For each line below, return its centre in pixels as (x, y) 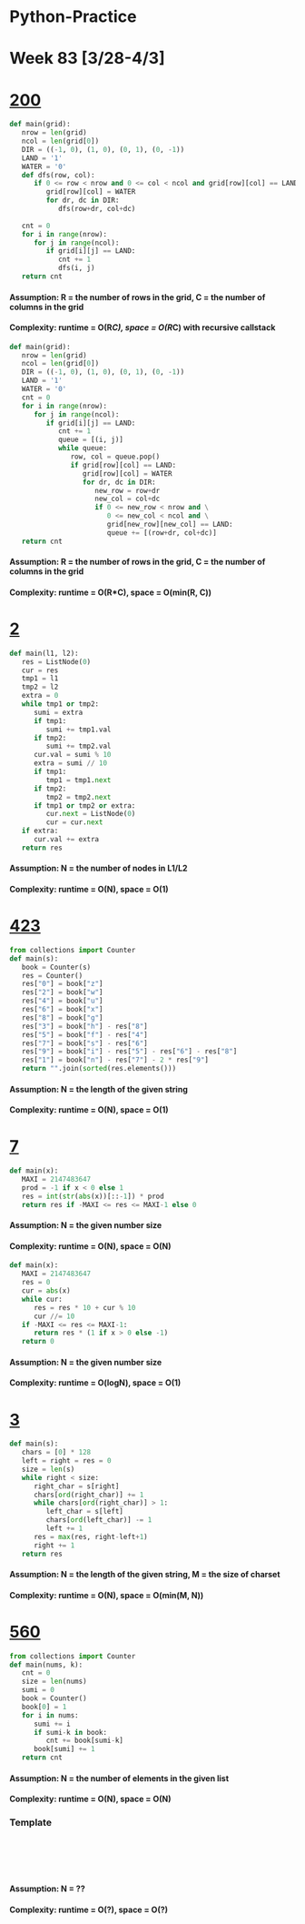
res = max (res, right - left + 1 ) (90, 1536)
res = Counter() (52, 975)
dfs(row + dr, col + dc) (97, 209)
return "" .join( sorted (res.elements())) (99, 1069)
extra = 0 (40, 696)
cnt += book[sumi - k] (85, 1741)
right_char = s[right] (76, 1486)
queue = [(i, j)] (91, 440)
